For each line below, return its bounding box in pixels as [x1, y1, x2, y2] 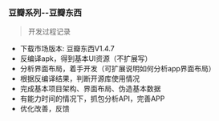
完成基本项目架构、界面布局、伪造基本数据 [19, 84, 161, 94]
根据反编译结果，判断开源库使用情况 [19, 74, 140, 83]
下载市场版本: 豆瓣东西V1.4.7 [19, 44, 115, 54]
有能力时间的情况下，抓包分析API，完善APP [19, 94, 165, 103]
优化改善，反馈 [19, 104, 70, 114]
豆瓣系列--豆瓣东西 [8, 6, 83, 18]
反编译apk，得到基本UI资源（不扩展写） [19, 54, 152, 63]
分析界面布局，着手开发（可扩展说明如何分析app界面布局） [19, 64, 216, 74]
